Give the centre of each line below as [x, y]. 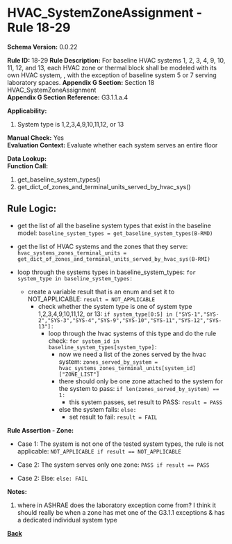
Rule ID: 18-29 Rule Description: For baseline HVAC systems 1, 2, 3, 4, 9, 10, [116, 60]
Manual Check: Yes [36, 138]
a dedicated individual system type [67, 520]
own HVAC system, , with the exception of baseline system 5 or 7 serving [112, 75]
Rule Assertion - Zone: [41, 430]
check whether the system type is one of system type [115, 306]
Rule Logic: [32, 209]
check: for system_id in [84, 341]
